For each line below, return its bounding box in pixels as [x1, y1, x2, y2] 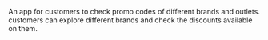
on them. [8, 24, 38, 33]
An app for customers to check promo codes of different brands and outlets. [8, 7, 260, 16]
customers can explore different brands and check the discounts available [8, 15, 253, 25]
